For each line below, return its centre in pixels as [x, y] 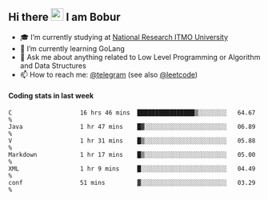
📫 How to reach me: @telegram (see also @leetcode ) [109, 74]
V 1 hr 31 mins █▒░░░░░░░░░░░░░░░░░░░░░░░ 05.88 [132, 141]
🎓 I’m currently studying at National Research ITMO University [124, 37]
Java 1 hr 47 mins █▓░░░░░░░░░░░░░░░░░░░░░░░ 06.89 [132, 127]
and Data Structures [53, 66]
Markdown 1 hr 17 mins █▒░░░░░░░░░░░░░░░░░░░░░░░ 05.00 [132, 155]
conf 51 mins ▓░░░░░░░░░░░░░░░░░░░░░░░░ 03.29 [132, 183]
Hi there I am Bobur [65, 17]
